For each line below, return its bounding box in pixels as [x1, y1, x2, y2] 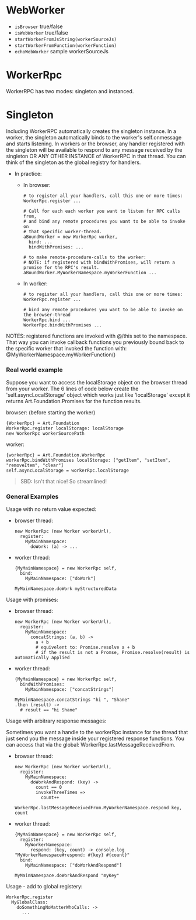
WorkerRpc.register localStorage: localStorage [6, 425, 124, 431]
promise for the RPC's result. [23, 264, 100, 270]
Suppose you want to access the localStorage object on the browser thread [6, 379, 188, 386]
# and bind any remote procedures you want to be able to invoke [23, 218, 185, 224]
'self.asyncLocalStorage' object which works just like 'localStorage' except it [6, 391, 190, 398]
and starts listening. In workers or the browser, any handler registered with [6, 140, 185, 147]
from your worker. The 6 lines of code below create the [6, 385, 139, 393]
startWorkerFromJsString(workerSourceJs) [14, 36, 117, 42]
